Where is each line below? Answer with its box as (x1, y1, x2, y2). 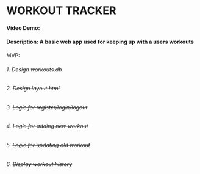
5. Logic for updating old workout (6, 142, 90, 149)
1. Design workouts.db (6, 65, 62, 73)
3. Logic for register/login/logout (6, 103, 88, 111)
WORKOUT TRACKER (6, 4, 116, 18)
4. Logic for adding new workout (6, 123, 88, 130)
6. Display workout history (6, 160, 73, 168)
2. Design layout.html (6, 85, 60, 92)
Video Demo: (6, 24, 40, 31)
